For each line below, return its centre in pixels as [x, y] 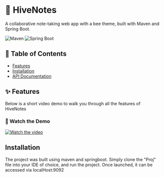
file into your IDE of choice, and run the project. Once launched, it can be [79, 165]
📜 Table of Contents [36, 54]
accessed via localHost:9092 [35, 170]
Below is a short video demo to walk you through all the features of [73, 103]
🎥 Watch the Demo [28, 121]
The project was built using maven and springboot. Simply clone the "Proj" [81, 159]
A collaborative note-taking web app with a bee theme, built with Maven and [82, 24]
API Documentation [32, 76]
